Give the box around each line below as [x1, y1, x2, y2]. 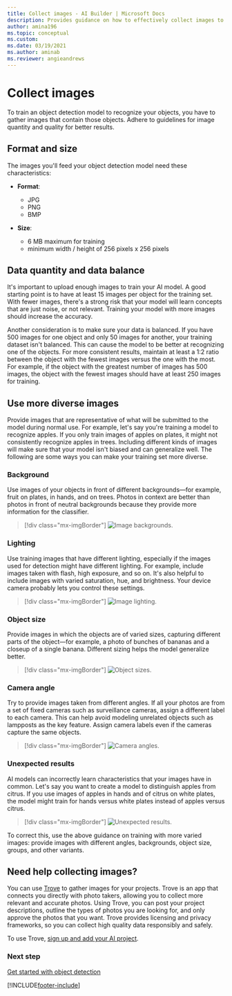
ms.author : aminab [7, 49, 60, 56]
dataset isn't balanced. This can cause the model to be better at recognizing [7, 340, 224, 349]
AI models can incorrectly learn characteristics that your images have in [7, 774, 212, 783]
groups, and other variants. [7, 846, 84, 854]
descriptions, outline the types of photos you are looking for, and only [7, 906, 205, 915]
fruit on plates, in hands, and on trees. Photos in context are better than [7, 493, 211, 501]
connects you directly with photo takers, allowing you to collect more [7, 891, 204, 900]
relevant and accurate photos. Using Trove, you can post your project [7, 899, 205, 907]
